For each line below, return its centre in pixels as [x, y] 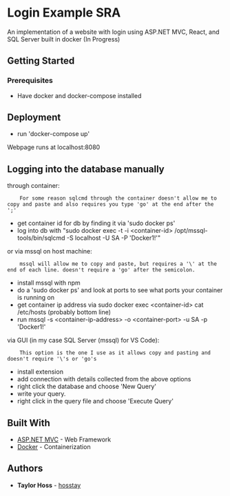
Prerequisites [30, 81]
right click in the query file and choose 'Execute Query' [95, 401]
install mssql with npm [49, 283]
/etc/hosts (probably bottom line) [64, 312]
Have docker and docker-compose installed [79, 95]
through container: [33, 186]
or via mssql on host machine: [50, 251]
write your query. [41, 394]
